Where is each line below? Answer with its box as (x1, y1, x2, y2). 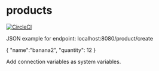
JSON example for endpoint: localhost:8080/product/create (6, 35, 154, 42)
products (6, 4, 53, 17)
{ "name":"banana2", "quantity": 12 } (6, 46, 96, 54)
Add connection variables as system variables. (6, 58, 121, 65)
